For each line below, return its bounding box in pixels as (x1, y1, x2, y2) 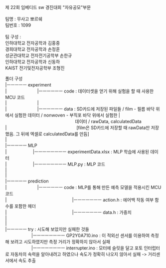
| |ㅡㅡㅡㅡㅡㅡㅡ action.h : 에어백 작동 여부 (5, 197, 154, 202)
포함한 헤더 (14, 203, 36, 209)
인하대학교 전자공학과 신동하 (5, 59, 60, 64)
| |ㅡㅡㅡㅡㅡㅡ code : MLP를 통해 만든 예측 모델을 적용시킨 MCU (5, 184, 162, 190)
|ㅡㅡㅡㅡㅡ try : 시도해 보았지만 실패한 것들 (5, 226, 90, 232)
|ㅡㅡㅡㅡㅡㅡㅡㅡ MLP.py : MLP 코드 (32, 161, 106, 167)
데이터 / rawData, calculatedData (75, 118, 142, 124)
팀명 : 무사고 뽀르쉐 (5, 16, 42, 21)
